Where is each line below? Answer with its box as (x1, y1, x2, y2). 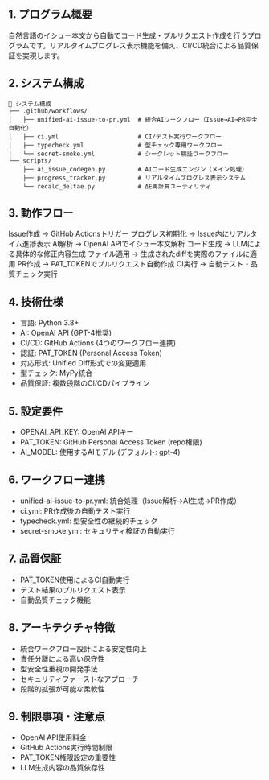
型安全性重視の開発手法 (19, 663, 98, 674)
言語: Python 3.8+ (19, 318, 79, 328)
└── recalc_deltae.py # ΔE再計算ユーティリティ (22, 182, 211, 191)
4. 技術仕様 (8, 295, 63, 308)
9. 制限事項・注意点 (8, 709, 106, 723)
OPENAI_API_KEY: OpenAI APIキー (19, 427, 134, 437)
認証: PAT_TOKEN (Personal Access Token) (19, 349, 163, 358)
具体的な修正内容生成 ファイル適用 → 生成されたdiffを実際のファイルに (14, 249, 251, 259)
